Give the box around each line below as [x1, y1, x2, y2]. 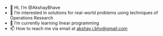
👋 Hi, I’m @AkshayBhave [9, 5, 61, 10]
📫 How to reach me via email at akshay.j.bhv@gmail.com [9, 26, 128, 31]
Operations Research [9, 15, 54, 20]
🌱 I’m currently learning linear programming [9, 20, 99, 26]
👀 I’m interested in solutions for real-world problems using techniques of [9, 10, 158, 16]
